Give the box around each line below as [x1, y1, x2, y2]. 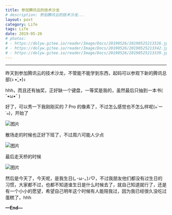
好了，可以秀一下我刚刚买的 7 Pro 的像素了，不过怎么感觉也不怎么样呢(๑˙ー [5, 103, 163, 110]
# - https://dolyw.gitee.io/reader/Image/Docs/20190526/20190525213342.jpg [5, 46, 170, 51]
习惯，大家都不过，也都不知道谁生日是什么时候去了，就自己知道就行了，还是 [5, 181, 167, 187]
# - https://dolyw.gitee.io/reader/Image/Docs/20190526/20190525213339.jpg [5, 50, 170, 55]
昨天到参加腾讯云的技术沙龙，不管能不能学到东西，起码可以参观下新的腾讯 [5, 70, 162, 76]
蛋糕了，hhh [5, 194, 32, 200]
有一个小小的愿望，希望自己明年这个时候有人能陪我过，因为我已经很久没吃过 [5, 188, 167, 194]
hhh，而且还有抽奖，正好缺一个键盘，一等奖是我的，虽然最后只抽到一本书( [5, 87, 163, 93]
